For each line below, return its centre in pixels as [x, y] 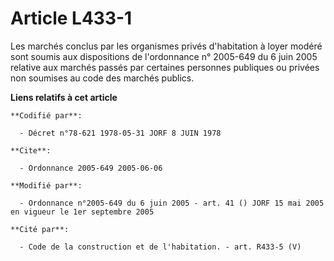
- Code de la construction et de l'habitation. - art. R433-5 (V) [160, 247]
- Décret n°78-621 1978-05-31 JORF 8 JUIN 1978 [120, 133]
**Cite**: [31, 150]
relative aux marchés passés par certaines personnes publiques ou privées [165, 67]
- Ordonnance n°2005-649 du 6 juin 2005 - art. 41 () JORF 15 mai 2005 [172, 203]
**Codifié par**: [46, 115]
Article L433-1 [71, 18]
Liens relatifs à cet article [64, 97]
